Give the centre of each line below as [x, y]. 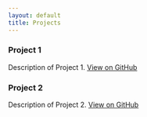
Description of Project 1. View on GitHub [73, 67]
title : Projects [34, 23]
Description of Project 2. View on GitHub [73, 105]
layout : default [34, 15]
